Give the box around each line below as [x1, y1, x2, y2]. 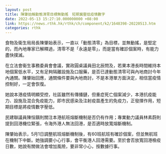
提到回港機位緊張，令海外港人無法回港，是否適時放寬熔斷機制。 [5, 120, 135, 126]
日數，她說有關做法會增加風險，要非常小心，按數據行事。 [5, 144, 122, 150]
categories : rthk [5, 26, 41, 31]
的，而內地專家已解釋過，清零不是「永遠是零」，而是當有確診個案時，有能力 [5, 46, 159, 52]
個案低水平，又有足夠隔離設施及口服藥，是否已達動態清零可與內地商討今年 [9, 69, 161, 75]
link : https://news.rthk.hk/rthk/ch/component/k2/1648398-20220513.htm [5, 21, 156, 26]
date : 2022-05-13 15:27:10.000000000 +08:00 [5, 16, 98, 21]
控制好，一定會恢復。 [5, 81, 48, 87]
